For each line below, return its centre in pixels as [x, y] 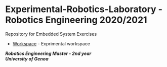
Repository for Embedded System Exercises [51, 34]
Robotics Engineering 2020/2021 [76, 20]
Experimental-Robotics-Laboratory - [84, 9]
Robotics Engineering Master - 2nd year [48, 53]
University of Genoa [27, 58]
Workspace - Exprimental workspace [51, 43]
